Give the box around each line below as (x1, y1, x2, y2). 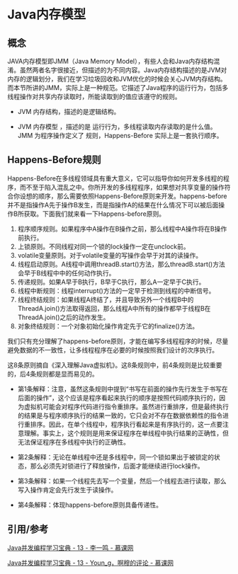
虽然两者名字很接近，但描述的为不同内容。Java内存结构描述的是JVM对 (19, 66, 227, 74)
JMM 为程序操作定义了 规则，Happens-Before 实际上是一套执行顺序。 (17, 132, 223, 139)
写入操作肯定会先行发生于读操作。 (17, 486, 118, 494)
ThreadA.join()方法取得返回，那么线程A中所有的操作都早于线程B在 (17, 304, 211, 312)
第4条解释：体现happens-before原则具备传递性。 (17, 500, 163, 509)
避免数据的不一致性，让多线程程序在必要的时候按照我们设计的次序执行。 (7, 345, 218, 354)
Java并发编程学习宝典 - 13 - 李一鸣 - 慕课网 (7, 543, 134, 552)
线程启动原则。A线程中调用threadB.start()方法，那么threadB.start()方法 (17, 260, 225, 268)
